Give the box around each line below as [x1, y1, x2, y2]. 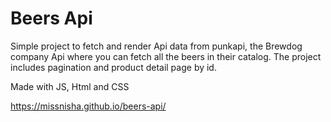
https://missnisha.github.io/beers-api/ [10, 100, 167, 112]
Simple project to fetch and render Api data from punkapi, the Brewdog [10, 40, 303, 52]
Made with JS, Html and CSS [10, 80, 130, 92]
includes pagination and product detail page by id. [10, 61, 217, 73]
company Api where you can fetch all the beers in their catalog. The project [10, 50, 322, 62]
